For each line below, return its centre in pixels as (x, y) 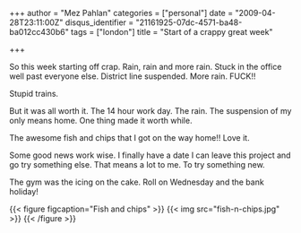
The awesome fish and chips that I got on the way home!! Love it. (129, 138)
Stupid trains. (34, 94)
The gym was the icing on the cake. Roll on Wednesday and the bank (137, 182)
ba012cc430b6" (39, 32)
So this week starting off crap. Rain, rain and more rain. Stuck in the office (146, 67)
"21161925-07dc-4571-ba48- (189, 22)
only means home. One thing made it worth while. (101, 121)
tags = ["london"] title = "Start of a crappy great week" (172, 32)
